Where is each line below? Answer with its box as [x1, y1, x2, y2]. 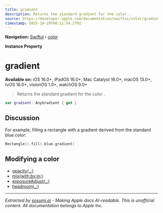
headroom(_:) [12, 183, 39, 189]
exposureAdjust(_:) [12, 178, 50, 184]
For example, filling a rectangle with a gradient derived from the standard [5, 127, 151, 133]
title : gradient [5, 7, 38, 12]
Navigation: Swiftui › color [5, 34, 58, 40]
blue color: [5, 132, 27, 138]
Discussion [5, 114, 40, 122]
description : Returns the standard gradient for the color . [5, 12, 131, 17]
